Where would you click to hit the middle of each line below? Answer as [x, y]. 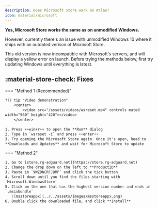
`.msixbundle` [19, 192]
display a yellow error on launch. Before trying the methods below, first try [79, 59]
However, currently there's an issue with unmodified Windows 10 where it [78, 39]
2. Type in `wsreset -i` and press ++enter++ [52, 134]
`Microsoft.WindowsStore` [31, 182]
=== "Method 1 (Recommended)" [38, 91]
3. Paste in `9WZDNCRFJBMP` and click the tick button [62, 172]
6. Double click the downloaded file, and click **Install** [68, 201]
